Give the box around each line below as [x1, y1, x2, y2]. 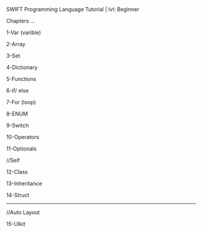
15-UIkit [6, 221, 26, 227]
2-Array [6, 41, 26, 47]
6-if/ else [6, 87, 29, 94]
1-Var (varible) [6, 29, 41, 36]
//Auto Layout [6, 209, 40, 216]
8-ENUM [6, 110, 28, 117]
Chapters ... [6, 17, 35, 24]
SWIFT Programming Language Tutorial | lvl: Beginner [6, 6, 139, 13]
